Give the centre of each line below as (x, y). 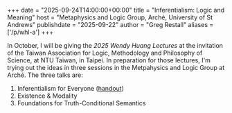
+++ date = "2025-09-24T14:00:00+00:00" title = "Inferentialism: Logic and (116, 10)
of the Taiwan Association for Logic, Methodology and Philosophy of (105, 53)
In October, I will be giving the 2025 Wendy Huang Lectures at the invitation (115, 45)
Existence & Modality (47, 96)
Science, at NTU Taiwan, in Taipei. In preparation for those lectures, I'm (109, 60)
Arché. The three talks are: (45, 75)
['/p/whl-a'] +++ (30, 32)
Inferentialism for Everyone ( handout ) (71, 88)
